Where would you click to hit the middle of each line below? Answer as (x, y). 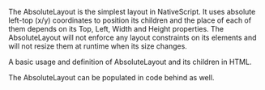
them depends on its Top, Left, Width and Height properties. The (116, 29)
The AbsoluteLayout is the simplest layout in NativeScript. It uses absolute (132, 12)
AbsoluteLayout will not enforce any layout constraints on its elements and (132, 37)
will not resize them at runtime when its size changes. (98, 46)
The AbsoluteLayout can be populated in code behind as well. (111, 77)
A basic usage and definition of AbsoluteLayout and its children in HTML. (130, 62)
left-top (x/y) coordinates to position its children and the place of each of (130, 20)
